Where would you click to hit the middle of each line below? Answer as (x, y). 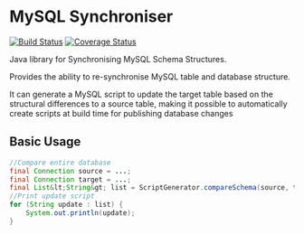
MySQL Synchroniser (91, 17)
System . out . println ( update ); (81, 213)
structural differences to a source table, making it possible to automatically (148, 103)
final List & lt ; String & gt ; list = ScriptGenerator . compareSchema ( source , (149, 188)
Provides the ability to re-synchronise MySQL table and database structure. (150, 76)
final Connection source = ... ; (70, 171)
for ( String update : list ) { (66, 205)
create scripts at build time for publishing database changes (121, 113)
